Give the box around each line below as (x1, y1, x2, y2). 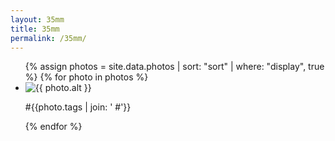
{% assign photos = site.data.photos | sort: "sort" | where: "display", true (24, 61, 325, 73)
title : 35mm (10, 24, 60, 34)
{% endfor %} (24, 121, 83, 133)
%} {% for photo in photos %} (24, 71, 149, 83)
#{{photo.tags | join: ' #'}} (24, 101, 132, 113)
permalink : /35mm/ (10, 33, 87, 43)
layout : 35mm (10, 14, 65, 25)
